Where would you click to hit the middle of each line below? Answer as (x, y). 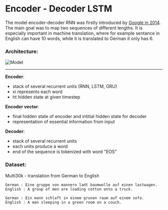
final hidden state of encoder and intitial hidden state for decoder (79, 116)
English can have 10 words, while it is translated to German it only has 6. (79, 38)
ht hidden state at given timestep (46, 97)
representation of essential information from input (63, 122)
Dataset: (16, 164)
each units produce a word (40, 146)
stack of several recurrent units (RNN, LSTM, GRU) (65, 86)
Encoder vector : (22, 107)
